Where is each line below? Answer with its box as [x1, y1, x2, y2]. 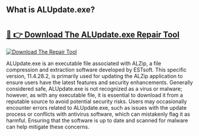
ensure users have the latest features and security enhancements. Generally [6, 79, 193, 86]
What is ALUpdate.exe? [6, 5, 95, 15]
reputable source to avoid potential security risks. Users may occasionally [6, 98, 187, 105]
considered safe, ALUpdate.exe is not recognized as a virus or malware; [6, 85, 182, 92]
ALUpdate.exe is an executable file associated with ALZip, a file [6, 60, 162, 67]
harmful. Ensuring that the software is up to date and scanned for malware [6, 117, 188, 124]
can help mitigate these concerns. [6, 123, 90, 130]
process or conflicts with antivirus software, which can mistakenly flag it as [6, 110, 190, 118]
